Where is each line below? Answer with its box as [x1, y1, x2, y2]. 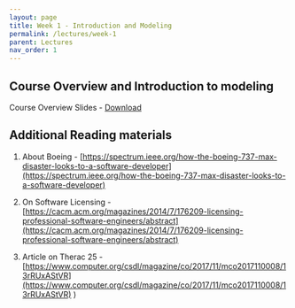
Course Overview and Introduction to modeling [9, 79, 275, 94]
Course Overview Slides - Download [9, 102, 142, 112]
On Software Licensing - [21, 196, 112, 207]
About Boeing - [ [21, 151, 83, 162]
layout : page [9, 12, 58, 22]
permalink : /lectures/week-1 [9, 29, 117, 38]
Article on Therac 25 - [21, 251, 104, 262]
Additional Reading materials [9, 127, 173, 142]
